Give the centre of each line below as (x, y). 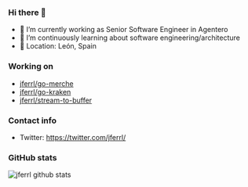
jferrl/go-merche (46, 83)
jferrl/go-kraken (45, 92)
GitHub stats (33, 157)
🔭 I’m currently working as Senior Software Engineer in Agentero (124, 30)
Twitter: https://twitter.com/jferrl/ (73, 137)
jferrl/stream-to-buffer (56, 100)
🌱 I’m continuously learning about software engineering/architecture (130, 38)
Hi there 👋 (27, 13)
